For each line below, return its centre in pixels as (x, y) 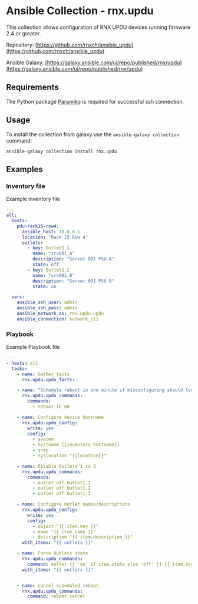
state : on (44, 286)
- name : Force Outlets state (52, 553)
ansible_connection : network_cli (58, 319)
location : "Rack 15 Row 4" (55, 237)
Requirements (32, 88)
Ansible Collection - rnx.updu (80, 11)
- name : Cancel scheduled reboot (58, 585)
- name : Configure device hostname (60, 417)
